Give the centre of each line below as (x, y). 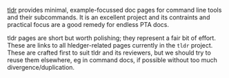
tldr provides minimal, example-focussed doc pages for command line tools (114, 10)
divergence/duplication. (41, 67)
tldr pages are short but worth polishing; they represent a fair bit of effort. (111, 38)
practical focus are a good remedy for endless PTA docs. (88, 25)
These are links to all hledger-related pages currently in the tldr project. (110, 45)
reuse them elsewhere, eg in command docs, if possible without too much (112, 60)
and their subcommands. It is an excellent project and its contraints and (109, 17)
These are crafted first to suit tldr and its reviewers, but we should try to (109, 52)
